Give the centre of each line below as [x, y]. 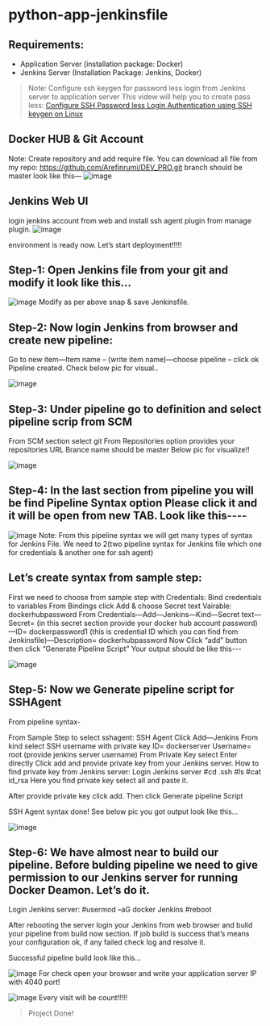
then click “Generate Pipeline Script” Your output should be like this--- [125, 649]
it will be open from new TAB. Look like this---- [128, 516]
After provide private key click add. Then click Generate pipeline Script [126, 795]
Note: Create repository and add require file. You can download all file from [133, 158]
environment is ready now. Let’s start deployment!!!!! [96, 244]
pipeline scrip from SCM [71, 421]
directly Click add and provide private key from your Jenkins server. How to [134, 763]
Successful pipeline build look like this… [75, 958]
